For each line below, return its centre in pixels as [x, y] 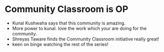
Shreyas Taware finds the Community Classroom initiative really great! [86, 39]
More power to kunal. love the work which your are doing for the [79, 28]
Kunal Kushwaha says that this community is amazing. [69, 23]
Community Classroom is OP [67, 9]
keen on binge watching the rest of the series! [60, 44]
